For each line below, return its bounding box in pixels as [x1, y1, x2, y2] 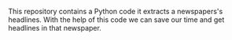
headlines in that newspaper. [8, 24, 102, 32]
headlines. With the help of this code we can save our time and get [8, 15, 225, 24]
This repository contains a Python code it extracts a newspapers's [8, 7, 223, 16]
